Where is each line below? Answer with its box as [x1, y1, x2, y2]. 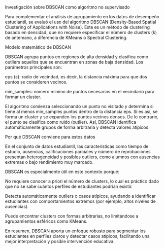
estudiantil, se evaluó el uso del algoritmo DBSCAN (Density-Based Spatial [5, 19, 156, 25]
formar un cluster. [5, 94, 41, 100]
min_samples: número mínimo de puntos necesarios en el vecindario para [5, 89, 155, 94]
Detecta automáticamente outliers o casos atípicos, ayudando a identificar [5, 193, 156, 199]
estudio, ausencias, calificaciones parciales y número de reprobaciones [5, 149, 151, 154]
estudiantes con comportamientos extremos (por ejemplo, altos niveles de [5, 198, 156, 204]
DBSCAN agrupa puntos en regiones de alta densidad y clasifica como [5, 54, 149, 60]
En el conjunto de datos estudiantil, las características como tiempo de [5, 143, 149, 149]
